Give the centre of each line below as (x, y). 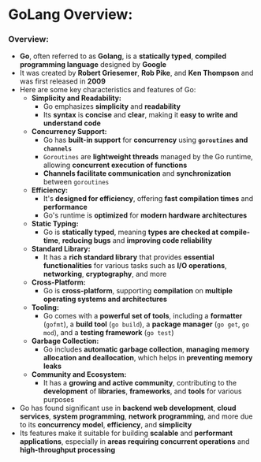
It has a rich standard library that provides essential (129, 257)
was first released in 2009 (63, 81)
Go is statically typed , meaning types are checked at (131, 232)
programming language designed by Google (93, 65)
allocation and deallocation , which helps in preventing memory (148, 358)
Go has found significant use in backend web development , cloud (128, 408)
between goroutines (76, 182)
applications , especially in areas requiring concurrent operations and (134, 442)
